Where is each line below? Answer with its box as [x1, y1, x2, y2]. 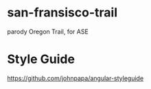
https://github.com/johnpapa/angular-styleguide [7, 74, 144, 82]
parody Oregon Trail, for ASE [7, 27, 89, 36]
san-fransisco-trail [7, 5, 118, 21]
